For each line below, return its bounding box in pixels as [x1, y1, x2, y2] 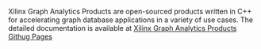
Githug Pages [8, 32, 53, 41]
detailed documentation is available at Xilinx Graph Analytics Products [8, 24, 237, 32]
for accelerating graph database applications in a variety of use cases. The [8, 15, 254, 24]
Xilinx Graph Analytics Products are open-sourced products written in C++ [8, 7, 252, 16]
